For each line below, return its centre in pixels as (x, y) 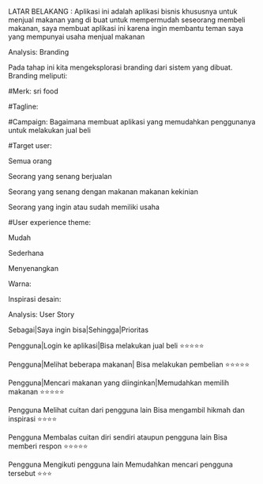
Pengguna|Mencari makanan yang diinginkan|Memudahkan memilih (119, 383)
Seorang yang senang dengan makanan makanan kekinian (103, 192)
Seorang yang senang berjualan (60, 176)
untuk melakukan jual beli (49, 130)
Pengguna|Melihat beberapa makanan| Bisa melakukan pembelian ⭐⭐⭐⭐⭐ (129, 364)
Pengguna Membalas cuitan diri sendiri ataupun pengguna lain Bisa (118, 437)
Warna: (20, 284)
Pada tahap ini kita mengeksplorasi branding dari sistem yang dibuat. (120, 67)
